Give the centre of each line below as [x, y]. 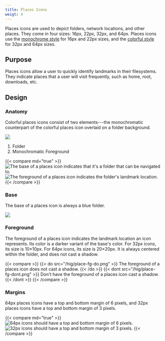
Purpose [18, 59]
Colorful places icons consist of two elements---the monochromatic [74, 122]
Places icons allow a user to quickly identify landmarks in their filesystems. [81, 72]
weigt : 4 [14, 14]
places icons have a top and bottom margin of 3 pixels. [61, 308]
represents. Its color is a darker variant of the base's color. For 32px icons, [81, 244]
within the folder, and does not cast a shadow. [52, 254]
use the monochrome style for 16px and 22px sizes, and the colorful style [80, 39]
